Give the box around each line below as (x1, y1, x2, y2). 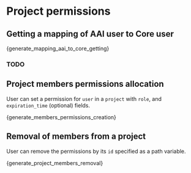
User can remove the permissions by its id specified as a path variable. (6, 147, 186, 155)
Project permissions (6, 4, 111, 18)
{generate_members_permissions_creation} (6, 113, 116, 120)
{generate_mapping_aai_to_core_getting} (6, 45, 110, 52)
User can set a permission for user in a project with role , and (6, 95, 162, 102)
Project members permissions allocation (6, 79, 164, 89)
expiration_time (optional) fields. (6, 101, 91, 109)
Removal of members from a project (6, 131, 146, 142)
